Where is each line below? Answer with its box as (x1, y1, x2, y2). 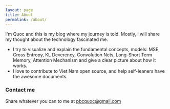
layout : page (5, 7, 33, 13)
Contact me (5, 86, 35, 94)
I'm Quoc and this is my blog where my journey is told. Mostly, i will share (5, 31, 160, 37)
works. (12, 62, 27, 69)
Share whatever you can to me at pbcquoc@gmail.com (5, 98, 121, 104)
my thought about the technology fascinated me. (5, 36, 109, 42)
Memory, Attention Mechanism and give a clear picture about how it (12, 57, 156, 63)
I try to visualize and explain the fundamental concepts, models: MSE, (12, 47, 160, 53)
